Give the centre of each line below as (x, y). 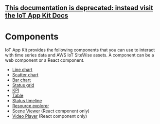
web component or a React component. (45, 60)
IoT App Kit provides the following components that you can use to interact (80, 50)
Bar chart (21, 80)
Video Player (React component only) (50, 116)
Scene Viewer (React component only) (51, 111)
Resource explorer (31, 106)
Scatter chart (25, 75)
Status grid (23, 85)
